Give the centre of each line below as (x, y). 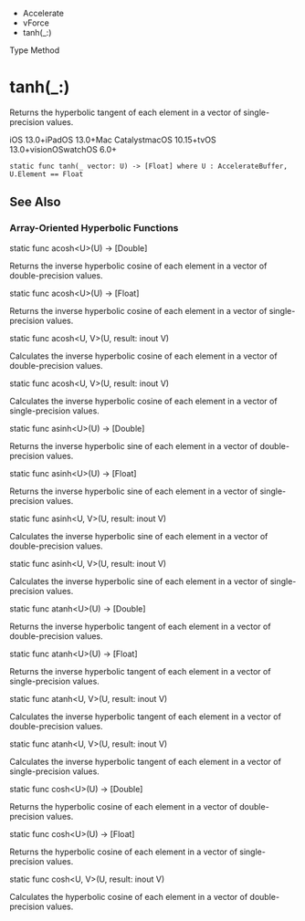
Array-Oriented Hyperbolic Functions (94, 228)
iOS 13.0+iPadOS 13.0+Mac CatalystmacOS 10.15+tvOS (113, 140)
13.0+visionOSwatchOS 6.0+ (63, 149)
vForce (36, 23)
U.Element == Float (47, 174)
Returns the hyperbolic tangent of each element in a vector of (126, 112)
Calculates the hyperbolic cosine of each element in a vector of (129, 896)
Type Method (35, 50)
